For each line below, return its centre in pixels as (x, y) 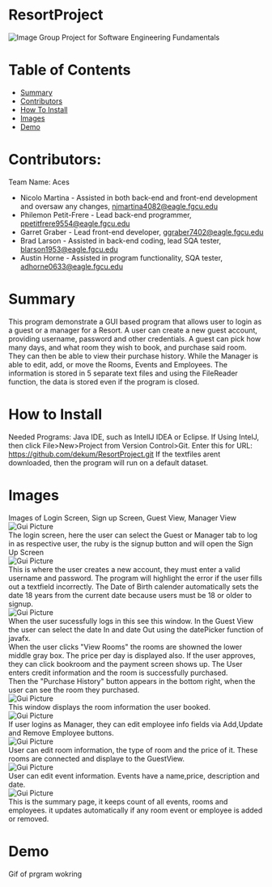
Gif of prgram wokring (45, 874)
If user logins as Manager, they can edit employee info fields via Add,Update (136, 724)
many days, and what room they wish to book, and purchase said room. (127, 347)
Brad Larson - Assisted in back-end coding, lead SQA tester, (121, 240)
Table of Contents (70, 70)
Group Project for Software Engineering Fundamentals (130, 37)
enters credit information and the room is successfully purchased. (118, 673)
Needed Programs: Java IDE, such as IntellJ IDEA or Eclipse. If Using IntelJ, (134, 437)
